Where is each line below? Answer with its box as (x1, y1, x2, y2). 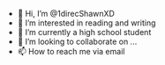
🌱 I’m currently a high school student (17, 27, 152, 37)
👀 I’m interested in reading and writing (17, 18, 156, 28)
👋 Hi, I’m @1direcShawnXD (17, 9, 115, 18)
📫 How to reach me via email (17, 47, 125, 56)
